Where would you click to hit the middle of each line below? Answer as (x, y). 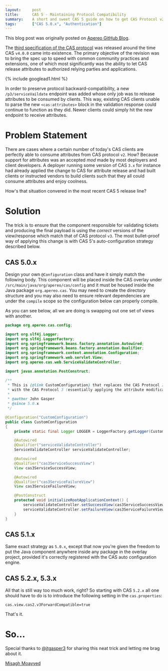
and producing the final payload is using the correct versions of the (74, 231)
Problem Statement (46, 135)
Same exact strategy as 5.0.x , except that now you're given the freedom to (82, 547)
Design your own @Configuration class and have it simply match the (75, 274)
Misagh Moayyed (23, 663)
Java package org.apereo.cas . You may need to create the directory (75, 290)
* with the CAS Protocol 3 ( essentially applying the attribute (75, 390)
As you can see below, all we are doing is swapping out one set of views (80, 310)
